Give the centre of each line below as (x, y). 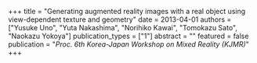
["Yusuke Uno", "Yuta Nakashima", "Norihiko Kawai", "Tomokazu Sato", (123, 28)
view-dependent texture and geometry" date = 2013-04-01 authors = (120, 19)
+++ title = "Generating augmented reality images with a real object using (127, 11)
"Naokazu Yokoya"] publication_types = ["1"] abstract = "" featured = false (128, 36)
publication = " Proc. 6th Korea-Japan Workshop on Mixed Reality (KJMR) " (128, 44)
